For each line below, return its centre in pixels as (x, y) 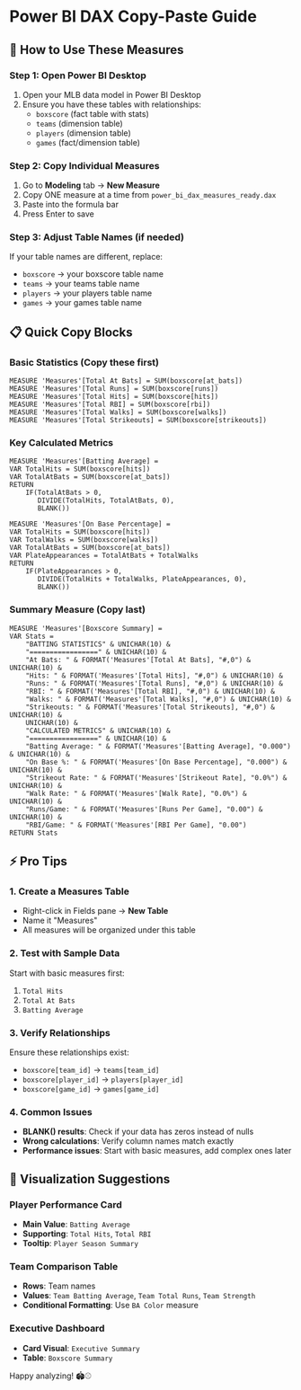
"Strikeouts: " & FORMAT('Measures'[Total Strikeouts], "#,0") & (150, 707)
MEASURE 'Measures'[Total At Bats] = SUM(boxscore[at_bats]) (126, 381)
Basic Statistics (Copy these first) (84, 362)
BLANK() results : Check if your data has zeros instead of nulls (138, 1132)
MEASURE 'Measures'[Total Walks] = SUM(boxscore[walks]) (118, 412)
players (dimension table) (84, 133)
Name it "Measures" (60, 921)
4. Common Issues (51, 1111)
